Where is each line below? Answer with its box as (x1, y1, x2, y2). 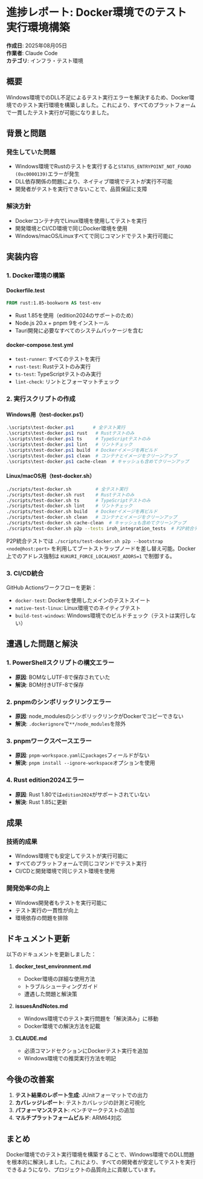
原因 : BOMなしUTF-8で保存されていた (14, 673, 111, 681)
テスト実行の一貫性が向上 (14, 907, 79, 914)
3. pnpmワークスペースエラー (6, 736, 92, 745)
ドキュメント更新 (6, 934, 70, 944)
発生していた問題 (6, 148, 56, 156)
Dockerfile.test (6, 286, 45, 294)
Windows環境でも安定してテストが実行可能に (14, 852, 129, 860)
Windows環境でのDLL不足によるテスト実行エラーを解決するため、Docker (6, 93, 189, 101)
